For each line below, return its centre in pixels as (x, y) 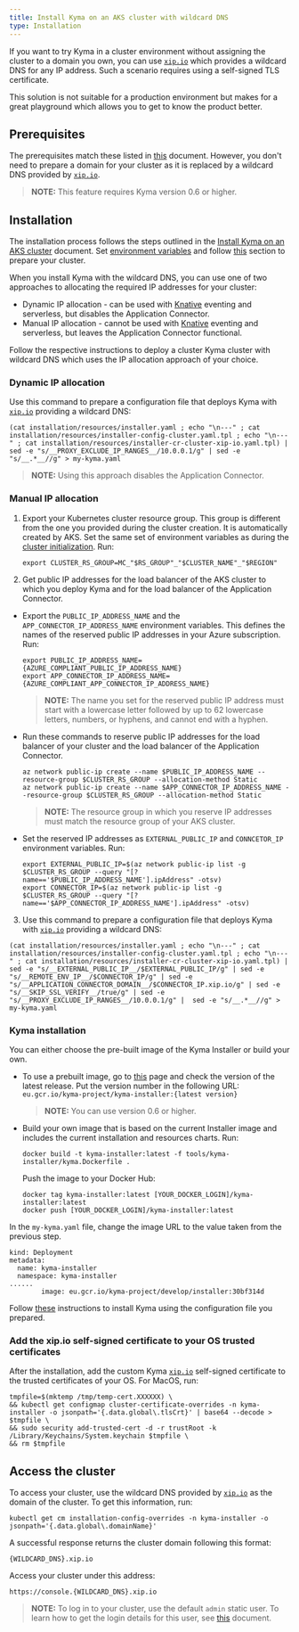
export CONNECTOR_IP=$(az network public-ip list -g (122, 888)
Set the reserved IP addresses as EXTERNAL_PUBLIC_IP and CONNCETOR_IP (153, 838)
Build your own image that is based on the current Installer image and (149, 1128)
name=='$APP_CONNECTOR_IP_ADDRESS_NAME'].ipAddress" (122, 903)
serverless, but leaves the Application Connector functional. (132, 333)
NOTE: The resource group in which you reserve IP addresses (158, 811)
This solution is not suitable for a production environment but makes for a (144, 97)
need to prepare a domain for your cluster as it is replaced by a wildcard (141, 165)
